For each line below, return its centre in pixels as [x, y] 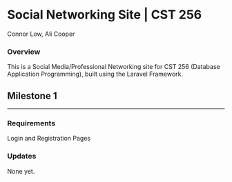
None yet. [21, 171]
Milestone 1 [32, 95]
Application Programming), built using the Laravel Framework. [95, 74]
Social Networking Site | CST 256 [105, 15]
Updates [22, 156]
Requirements [31, 123]
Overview [24, 52]
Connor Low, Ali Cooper [41, 34]
